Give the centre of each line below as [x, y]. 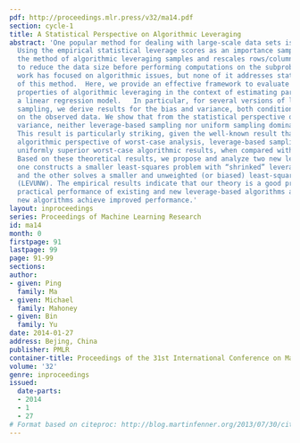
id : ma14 [25, 225]
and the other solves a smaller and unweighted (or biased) [131, 175]
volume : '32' [33, 366]
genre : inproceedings [50, 375]
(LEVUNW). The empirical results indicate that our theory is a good [149, 184]
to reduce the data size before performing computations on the [139, 68]
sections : [28, 267]
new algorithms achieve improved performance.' [108, 201]
